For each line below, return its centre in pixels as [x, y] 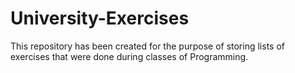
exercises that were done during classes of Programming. [129, 56]
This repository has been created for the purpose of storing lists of [147, 46]
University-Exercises [100, 18]
